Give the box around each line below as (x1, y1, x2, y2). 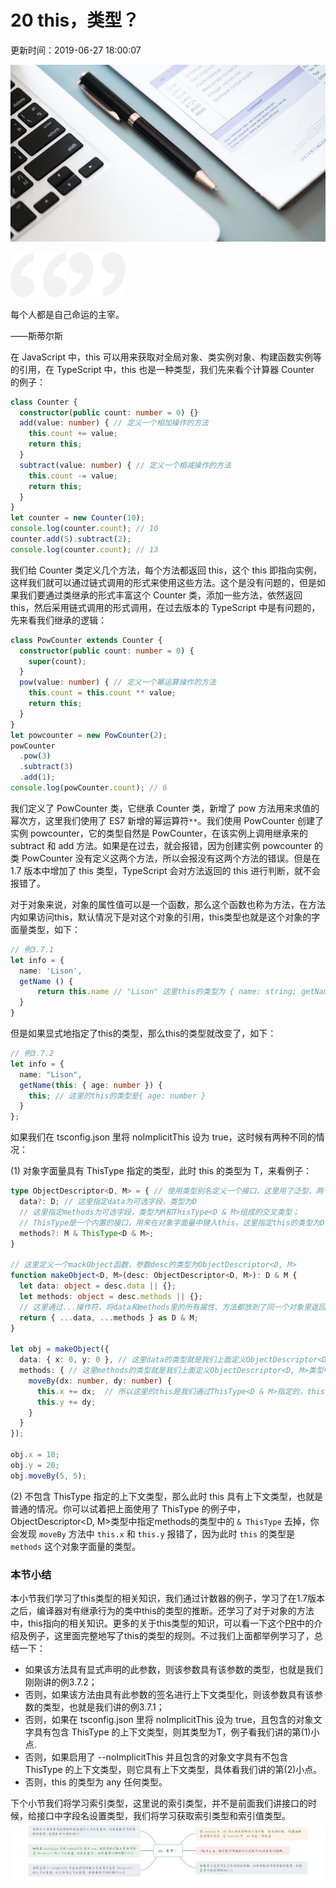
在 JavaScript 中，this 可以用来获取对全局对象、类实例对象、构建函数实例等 (10, 351, 322, 363)
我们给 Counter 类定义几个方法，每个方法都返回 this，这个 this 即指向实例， (10, 564, 323, 576)
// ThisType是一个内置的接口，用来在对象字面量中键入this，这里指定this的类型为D (19, 1217, 325, 1228)
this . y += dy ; (36, 1397, 97, 1407)
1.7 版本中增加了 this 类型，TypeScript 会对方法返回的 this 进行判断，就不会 (10, 864, 322, 876)
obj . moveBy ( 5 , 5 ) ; (10, 1471, 87, 1481)
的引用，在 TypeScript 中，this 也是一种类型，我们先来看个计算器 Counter (10, 363, 315, 375)
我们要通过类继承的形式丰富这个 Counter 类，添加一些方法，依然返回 (18, 589, 303, 601)
